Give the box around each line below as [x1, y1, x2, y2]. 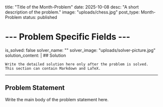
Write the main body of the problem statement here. [5, 96, 109, 102]
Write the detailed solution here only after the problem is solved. [5, 61, 149, 67]
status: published [22, 15, 57, 20]
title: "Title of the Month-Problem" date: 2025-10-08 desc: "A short [5, 4, 139, 10]
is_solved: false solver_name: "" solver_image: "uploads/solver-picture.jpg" [5, 47, 156, 53]
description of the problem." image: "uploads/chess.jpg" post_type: [5, 9, 140, 15]
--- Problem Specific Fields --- [5, 31, 130, 43]
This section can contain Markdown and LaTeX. [5, 66, 101, 71]
